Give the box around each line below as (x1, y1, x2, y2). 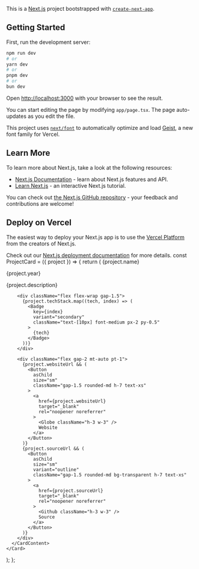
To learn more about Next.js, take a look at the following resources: (6, 164, 173, 171)
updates (6, 112, 27, 120)
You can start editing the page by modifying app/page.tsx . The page (6, 106, 176, 113)
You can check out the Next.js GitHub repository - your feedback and (6, 194, 179, 201)
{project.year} (6, 269, 41, 277)
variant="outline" (32, 466, 79, 473)
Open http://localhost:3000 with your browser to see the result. (6, 94, 164, 102)
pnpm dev (6, 72, 28, 79)
